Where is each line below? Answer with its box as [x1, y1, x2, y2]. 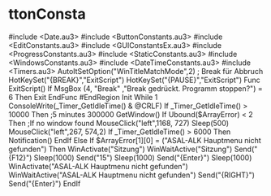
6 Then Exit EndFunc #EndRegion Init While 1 [8, 92, 158, 102]
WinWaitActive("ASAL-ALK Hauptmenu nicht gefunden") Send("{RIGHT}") [8, 170, 256, 180]
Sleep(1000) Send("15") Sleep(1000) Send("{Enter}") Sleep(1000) [33, 152, 252, 163]
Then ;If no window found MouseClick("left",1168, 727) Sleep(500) [8, 118, 230, 128]
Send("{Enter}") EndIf [8, 178, 81, 188]
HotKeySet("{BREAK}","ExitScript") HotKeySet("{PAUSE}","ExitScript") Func [8, 75, 261, 85]
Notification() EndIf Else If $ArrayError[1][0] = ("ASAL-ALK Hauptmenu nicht [8, 135, 261, 145]
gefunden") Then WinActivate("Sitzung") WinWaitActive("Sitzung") [8, 144, 233, 154]
